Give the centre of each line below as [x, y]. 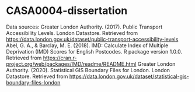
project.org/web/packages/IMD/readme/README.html [71, 64]
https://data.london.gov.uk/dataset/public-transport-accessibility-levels [92, 39]
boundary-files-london [33, 82]
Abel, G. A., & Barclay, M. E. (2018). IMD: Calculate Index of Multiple [87, 45]
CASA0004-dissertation [67, 11]
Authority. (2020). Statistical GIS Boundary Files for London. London [88, 70]
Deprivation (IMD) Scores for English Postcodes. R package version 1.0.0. [94, 51]
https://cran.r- [60, 58]
